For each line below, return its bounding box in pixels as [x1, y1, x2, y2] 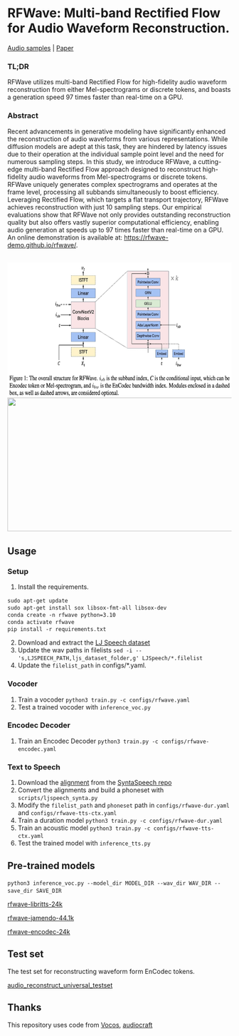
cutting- [198, 157, 222, 165]
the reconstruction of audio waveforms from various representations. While [7, 134, 228, 143]
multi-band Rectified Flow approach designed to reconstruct [23, 165, 201, 173]
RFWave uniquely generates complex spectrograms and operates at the [7, 180, 218, 188]
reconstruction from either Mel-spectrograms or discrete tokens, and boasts [7, 86, 231, 94]
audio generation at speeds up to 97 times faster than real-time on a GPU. [7, 225, 224, 234]
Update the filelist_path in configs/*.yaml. [17, 661, 147, 670]
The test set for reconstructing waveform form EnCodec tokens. [7, 967, 196, 975]
